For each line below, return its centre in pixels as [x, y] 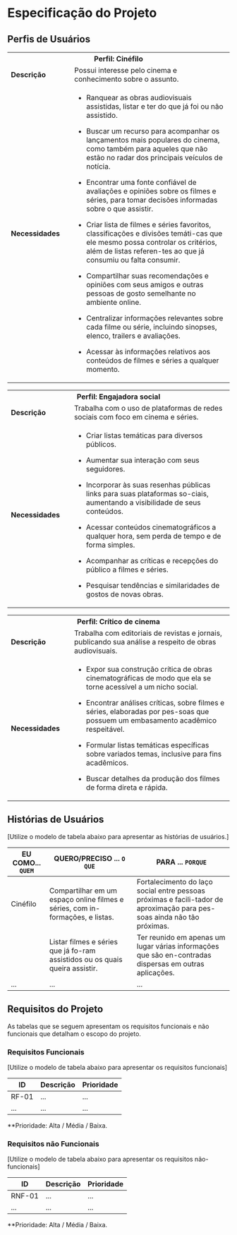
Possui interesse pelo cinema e [126, 70]
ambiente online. [114, 302]
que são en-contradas [174, 955]
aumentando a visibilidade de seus [143, 502]
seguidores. [105, 469]
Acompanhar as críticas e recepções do [152, 561]
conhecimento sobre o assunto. [126, 79]
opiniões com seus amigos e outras [145, 285]
